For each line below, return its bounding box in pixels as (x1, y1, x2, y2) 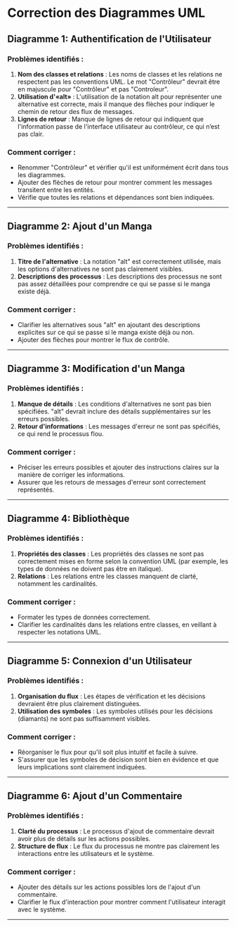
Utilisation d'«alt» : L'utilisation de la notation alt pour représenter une (17, 92, 223, 101)
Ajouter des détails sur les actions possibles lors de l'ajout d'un (17, 883, 201, 891)
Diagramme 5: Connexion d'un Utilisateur (7, 655, 192, 667)
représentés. (17, 485, 55, 494)
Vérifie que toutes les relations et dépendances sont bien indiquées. (17, 193, 215, 202)
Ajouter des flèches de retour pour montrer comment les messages (17, 178, 213, 187)
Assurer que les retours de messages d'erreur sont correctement (17, 478, 206, 487)
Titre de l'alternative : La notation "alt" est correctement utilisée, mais (17, 257, 221, 265)
